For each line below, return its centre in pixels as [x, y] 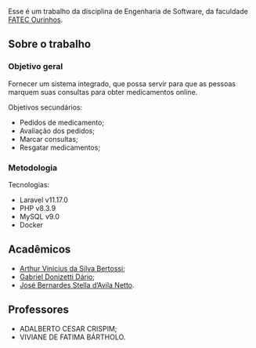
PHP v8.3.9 [38, 208]
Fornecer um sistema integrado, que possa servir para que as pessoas [122, 83]
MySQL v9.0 [40, 216]
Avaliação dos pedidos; [57, 130]
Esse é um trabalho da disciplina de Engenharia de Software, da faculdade [128, 11]
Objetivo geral [36, 67]
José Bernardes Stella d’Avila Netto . [77, 285]
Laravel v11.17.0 [44, 200]
